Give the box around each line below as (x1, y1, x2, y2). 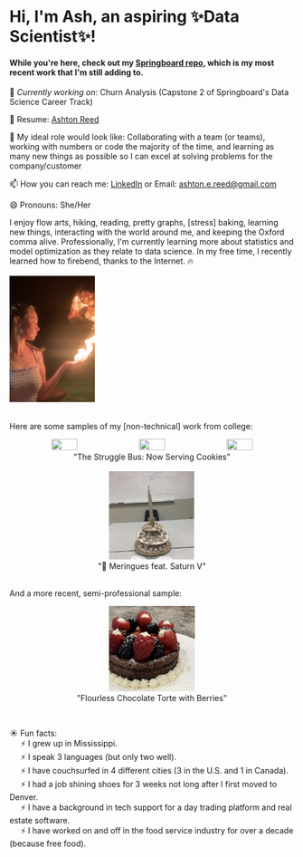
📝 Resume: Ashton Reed (9, 114, 99, 125)
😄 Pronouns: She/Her (9, 199, 91, 210)
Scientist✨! (9, 26, 97, 47)
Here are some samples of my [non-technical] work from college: (9, 420, 253, 431)
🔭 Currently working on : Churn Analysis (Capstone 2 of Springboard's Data (9, 87, 289, 98)
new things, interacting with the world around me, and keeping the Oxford (9, 226, 285, 237)
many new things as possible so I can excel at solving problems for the (9, 151, 273, 162)
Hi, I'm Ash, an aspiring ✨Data (9, 6, 240, 27)
